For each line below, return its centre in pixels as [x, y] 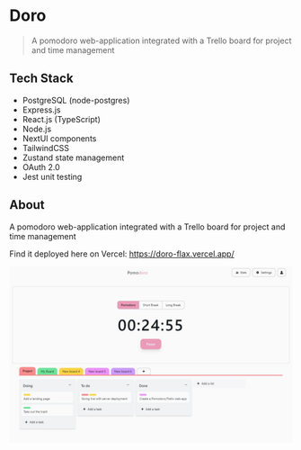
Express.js [41, 110]
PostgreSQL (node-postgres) [76, 100]
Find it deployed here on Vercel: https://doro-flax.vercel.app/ [122, 254]
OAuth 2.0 [41, 166]
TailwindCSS [46, 148]
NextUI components [59, 138]
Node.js [37, 129]
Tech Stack [41, 79]
